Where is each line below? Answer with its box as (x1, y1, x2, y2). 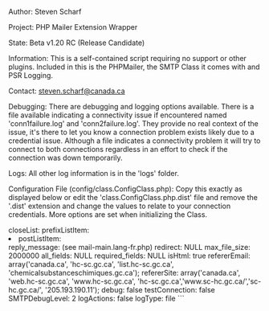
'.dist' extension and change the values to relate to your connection (8, 201, 231, 211)
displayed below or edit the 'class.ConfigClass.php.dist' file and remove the (8, 193, 259, 202)
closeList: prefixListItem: (8, 225, 90, 235)
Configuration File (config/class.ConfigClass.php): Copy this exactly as (8, 184, 243, 194)
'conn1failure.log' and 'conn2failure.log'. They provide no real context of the (8, 119, 259, 128)
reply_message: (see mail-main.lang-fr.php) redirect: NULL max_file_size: (8, 243, 251, 252)
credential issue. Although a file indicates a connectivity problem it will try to (8, 136, 261, 145)
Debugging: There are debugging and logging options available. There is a (8, 102, 255, 111)
